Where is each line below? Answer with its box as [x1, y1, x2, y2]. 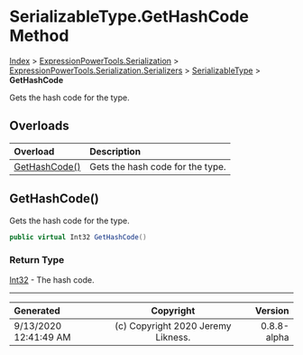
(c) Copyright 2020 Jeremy [114, 319, 232, 332]
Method [9, 25, 69, 46]
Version [254, 304, 289, 317]
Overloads [9, 118, 69, 134]
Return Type [9, 254, 65, 266]
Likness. [155, 331, 191, 343]
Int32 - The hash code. [9, 274, 95, 285]
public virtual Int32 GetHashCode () [9, 232, 147, 241]
